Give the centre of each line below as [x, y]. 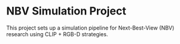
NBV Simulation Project [66, 11]
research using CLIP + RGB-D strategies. [57, 34]
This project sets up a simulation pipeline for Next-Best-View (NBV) [90, 28]
